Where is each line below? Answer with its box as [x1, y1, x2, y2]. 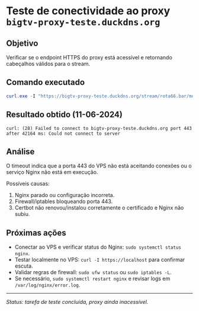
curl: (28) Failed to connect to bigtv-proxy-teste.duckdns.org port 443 [6, 125, 192, 131]
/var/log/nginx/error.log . [14, 281, 81, 288]
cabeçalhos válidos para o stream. [6, 61, 91, 67]
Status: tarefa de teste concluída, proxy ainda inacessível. [6, 299, 149, 306]
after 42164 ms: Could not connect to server [6, 131, 120, 137]
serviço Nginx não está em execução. [6, 169, 98, 176]
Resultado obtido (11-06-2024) [6, 110, 123, 120]
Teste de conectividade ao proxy [6, 4, 171, 18]
